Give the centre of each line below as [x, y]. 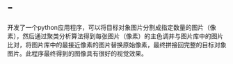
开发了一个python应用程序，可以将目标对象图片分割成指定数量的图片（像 [112, 27]
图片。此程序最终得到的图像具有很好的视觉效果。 [77, 53]
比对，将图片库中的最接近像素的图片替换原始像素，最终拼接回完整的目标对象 [117, 45]
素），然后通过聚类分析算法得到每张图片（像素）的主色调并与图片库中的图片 [115, 36]
